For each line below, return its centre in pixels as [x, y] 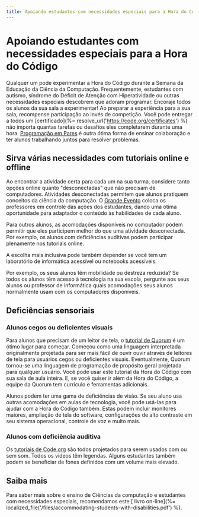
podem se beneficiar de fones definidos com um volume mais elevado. [93, 462]
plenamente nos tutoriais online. [45, 243]
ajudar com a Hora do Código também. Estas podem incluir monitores [91, 409]
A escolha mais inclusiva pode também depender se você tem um [86, 255]
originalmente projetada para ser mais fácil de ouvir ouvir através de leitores [99, 353]
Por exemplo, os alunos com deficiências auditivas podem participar [90, 237]
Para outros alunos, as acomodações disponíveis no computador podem [95, 225]
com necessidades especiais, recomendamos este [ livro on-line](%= [91, 502]
